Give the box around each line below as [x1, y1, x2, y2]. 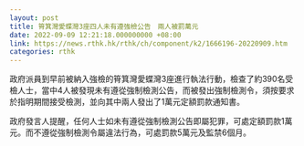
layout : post [9, 13, 59, 23]
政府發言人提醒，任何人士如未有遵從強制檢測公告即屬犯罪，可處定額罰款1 [9, 116, 285, 127]
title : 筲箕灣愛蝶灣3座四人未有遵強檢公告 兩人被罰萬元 [9, 22, 199, 31]
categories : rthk [9, 47, 76, 57]
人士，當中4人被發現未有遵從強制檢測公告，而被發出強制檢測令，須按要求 [16, 85, 295, 96]
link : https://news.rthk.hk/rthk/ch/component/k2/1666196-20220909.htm [9, 38, 288, 48]
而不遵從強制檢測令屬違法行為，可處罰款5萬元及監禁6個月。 [25, 127, 251, 138]
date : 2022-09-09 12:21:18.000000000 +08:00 [9, 30, 182, 39]
